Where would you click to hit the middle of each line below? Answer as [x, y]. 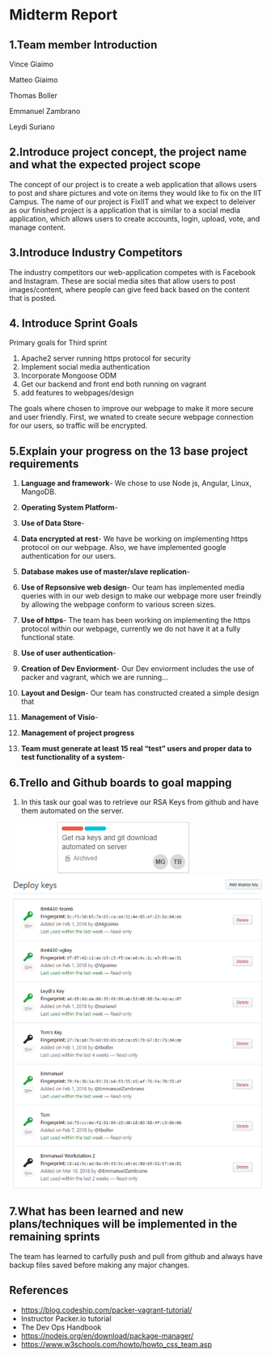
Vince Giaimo [32, 64]
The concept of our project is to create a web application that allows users [133, 184]
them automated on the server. [72, 811]
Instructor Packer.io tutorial [66, 1318]
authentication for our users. [68, 556]
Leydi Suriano [32, 127]
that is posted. [33, 298]
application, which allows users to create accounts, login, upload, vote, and [135, 218]
